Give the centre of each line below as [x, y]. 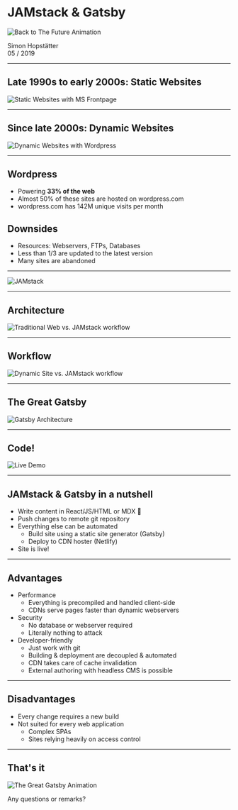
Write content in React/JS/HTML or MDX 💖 [79, 511]
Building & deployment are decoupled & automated [102, 655]
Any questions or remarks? [47, 799]
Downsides [33, 229]
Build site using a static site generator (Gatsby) [96, 534]
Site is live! [33, 549]
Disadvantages [41, 699]
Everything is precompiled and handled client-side [102, 603]
